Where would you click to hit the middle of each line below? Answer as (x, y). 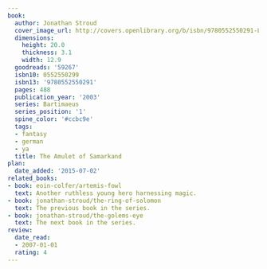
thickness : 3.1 (47, 53)
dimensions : (35, 38)
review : (20, 230)
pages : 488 (33, 90)
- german (29, 141)
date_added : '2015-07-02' (58, 171)
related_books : (33, 179)
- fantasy (31, 134)
